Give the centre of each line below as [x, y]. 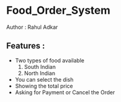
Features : [26, 46]
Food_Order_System [58, 10]
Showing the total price [44, 86]
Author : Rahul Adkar [32, 27]
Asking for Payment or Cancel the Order [65, 92]
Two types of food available [50, 60]
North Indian [40, 73]
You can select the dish [44, 79]
